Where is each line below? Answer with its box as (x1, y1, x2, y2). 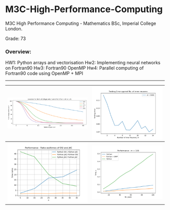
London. (5, 25, 23, 31)
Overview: (5, 48, 31, 55)
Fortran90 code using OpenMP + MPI (5, 70, 83, 76)
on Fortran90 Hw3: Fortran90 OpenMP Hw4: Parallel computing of (5, 65, 144, 71)
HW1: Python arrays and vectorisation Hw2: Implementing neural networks (5, 60, 161, 66)
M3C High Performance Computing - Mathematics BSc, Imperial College (5, 20, 156, 26)
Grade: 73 (5, 35, 26, 41)
